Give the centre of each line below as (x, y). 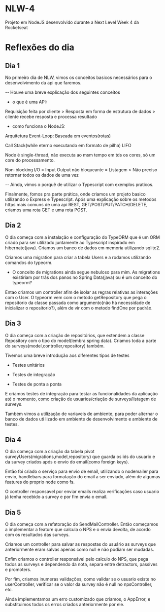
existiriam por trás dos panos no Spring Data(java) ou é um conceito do (85, 277)
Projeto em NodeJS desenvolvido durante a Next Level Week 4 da (72, 22)
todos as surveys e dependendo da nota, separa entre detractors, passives (81, 564)
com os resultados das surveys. (37, 535)
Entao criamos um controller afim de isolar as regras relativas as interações (82, 292)
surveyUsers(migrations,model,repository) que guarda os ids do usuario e (80, 457)
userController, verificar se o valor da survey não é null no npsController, (79, 584)
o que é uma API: (30, 102)
